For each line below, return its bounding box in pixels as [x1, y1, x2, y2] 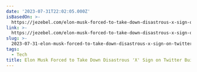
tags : [6, 46, 19, 52]
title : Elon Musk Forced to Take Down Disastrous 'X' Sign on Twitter [6, 57, 182, 63]
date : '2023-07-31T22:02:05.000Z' [6, 8, 91, 15]
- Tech [11, 52, 28, 57]
